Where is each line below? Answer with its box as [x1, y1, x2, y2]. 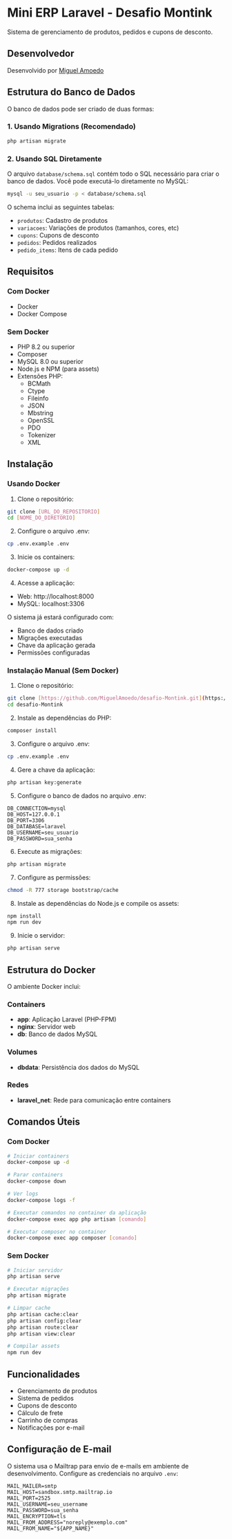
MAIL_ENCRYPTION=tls [7, 1513, 67, 1520]
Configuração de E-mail [7, 1444, 112, 1455]
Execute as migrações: [17, 847, 83, 855]
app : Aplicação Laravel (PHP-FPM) [17, 1015, 117, 1023]
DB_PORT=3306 [7, 817, 45, 824]
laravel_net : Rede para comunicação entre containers [17, 1095, 171, 1104]
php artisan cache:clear [7, 1311, 79, 1318]
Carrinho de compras [17, 1417, 78, 1424]
